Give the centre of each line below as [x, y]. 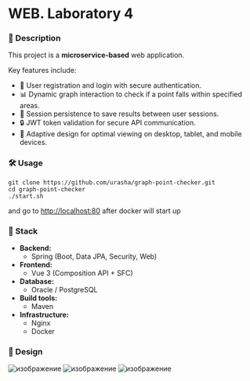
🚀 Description [34, 38]
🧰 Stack [23, 230]
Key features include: [42, 71]
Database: [37, 281]
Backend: [35, 249]
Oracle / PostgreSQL [64, 290]
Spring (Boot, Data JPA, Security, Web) [94, 256]
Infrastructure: [44, 315]
